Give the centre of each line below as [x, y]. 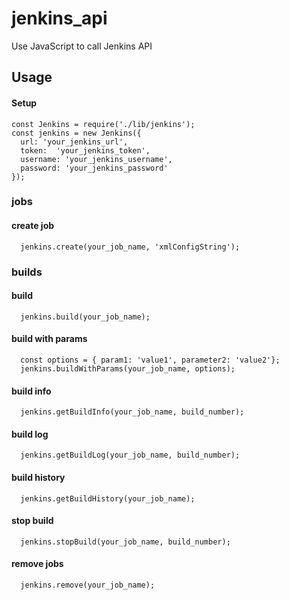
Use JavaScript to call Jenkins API [82, 46]
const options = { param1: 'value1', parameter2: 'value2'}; [150, 360]
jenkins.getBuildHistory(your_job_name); [108, 498]
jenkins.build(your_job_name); [85, 317]
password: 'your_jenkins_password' [94, 168]
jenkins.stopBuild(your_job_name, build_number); [125, 542]
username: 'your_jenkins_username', [96, 159]
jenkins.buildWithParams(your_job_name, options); [128, 368]
